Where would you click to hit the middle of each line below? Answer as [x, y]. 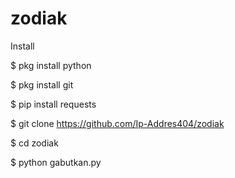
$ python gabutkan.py [56, 162]
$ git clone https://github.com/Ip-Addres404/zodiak [117, 123]
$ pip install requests [53, 104]
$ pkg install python [51, 65]
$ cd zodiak [34, 143]
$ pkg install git [42, 84]
